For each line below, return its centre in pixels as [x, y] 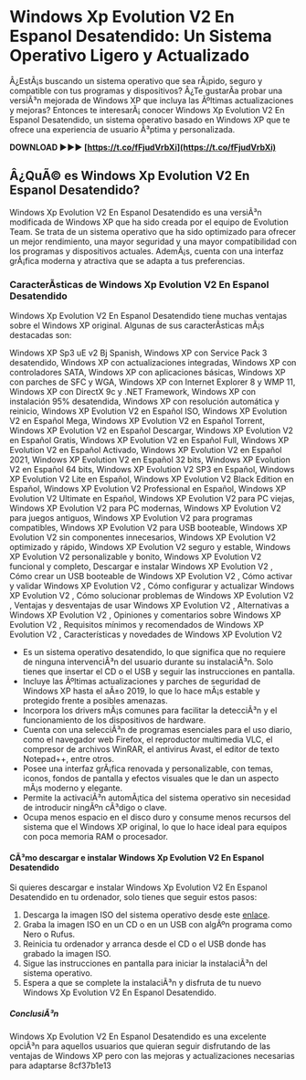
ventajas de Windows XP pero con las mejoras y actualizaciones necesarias [152, 1056]
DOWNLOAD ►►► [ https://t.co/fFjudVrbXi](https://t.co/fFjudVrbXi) [143, 147]
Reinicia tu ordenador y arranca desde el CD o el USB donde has [144, 944]
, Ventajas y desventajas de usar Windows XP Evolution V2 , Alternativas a [149, 606]
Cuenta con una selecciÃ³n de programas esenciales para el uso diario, [157, 730]
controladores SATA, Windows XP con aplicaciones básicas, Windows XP [148, 373]
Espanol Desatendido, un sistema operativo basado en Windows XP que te [150, 120]
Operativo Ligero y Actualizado [129, 56]
